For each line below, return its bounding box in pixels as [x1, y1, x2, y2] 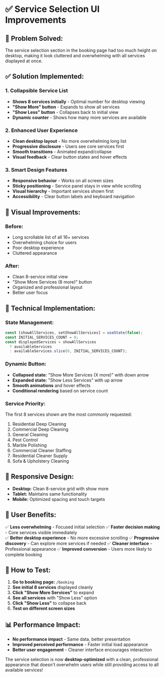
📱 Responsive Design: [5, 473, 74, 481]
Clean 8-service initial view [12, 274, 68, 280]
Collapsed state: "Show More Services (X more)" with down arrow [12, 372, 149, 378]
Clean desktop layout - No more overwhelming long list [12, 138, 127, 144]
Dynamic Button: [5, 361, 47, 368]
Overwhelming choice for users [12, 239, 77, 245]
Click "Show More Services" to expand [12, 589, 94, 595]
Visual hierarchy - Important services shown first [12, 188, 114, 194]
